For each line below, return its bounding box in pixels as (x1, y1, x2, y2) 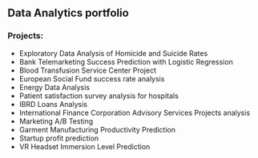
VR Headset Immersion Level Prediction (18, 141, 151, 151)
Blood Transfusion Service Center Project (18, 65, 157, 75)
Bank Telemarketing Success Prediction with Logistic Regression (18, 57, 233, 66)
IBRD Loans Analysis (18, 99, 87, 109)
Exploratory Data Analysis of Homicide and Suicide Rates (18, 48, 208, 58)
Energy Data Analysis (18, 82, 90, 92)
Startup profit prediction (18, 133, 99, 143)
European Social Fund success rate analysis (18, 73, 165, 83)
